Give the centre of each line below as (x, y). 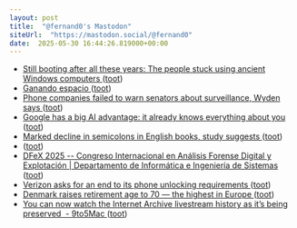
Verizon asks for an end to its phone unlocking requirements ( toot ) (147, 185)
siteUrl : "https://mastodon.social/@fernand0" (101, 35)
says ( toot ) (43, 108)
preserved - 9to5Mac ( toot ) (75, 213)
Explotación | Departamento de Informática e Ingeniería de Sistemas (150, 165)
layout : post (34, 18)
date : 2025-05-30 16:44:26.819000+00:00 (89, 43)
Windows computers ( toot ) (73, 79)
